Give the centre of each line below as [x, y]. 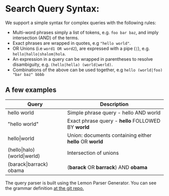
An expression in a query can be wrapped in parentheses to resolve [83, 59]
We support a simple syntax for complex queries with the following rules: [81, 23]
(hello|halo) [21, 150]
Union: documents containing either [109, 135]
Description [114, 104]
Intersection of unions [93, 153]
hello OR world [85, 141]
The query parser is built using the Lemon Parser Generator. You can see [81, 183]
